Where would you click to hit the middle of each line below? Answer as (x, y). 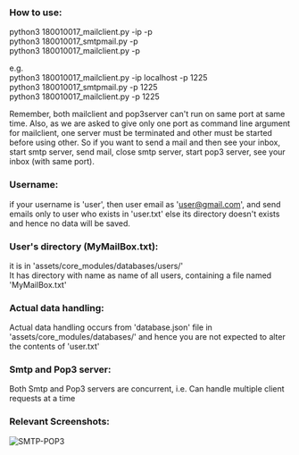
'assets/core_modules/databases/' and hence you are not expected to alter (147, 337)
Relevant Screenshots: (59, 422)
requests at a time (42, 399)
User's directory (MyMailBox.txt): (84, 246)
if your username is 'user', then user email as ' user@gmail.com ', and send (145, 204)
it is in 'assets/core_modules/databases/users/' (96, 265)
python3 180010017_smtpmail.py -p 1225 (83, 88)
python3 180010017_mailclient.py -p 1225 (84, 97)
